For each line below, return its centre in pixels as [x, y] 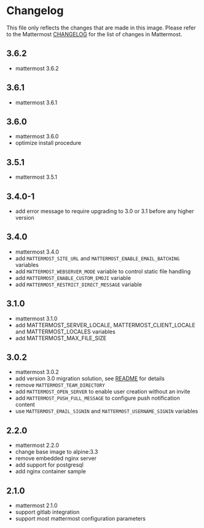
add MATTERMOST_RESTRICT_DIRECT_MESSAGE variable [79, 284]
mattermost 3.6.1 [36, 103]
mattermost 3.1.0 [36, 318]
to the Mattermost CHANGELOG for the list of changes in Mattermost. [94, 34]
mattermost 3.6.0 [37, 136]
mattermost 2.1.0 [36, 506]
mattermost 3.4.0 [37, 252]
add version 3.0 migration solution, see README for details [90, 379]
